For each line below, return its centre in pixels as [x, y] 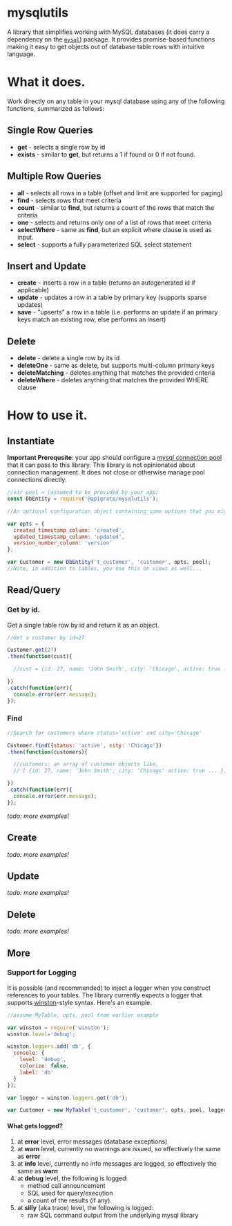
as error [29, 1156]
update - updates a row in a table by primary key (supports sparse [112, 297]
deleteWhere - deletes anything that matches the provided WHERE [113, 380]
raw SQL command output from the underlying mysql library [113, 1215]
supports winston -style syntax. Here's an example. [79, 1002]
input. [25, 237]
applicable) [33, 290]
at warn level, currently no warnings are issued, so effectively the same [119, 1148]
